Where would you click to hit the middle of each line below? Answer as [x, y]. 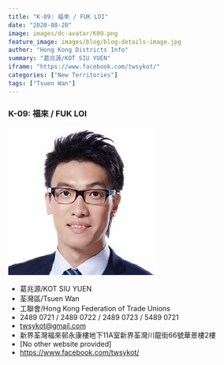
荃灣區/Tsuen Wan [50, 298]
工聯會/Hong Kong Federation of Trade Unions [95, 308]
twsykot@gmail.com [53, 325]
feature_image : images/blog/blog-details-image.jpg [95, 42]
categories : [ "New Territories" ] [63, 75]
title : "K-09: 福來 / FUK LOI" [58, 17]
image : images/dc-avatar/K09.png [63, 33]
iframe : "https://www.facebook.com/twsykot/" [84, 67]
